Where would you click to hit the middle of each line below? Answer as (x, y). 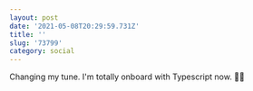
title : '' (28, 34)
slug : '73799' (36, 43)
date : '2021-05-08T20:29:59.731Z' (75, 26)
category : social (42, 51)
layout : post (34, 18)
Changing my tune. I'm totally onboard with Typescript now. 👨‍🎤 (127, 77)
